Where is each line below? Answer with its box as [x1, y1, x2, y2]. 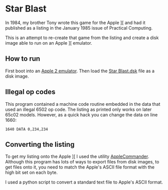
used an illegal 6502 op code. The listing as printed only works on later [5, 106, 152, 112]
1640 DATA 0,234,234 [5, 126, 49, 132]
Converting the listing [5, 140, 75, 148]
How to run [5, 55, 41, 63]
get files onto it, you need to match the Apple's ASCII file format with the [5, 164, 154, 170]
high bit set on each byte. [5, 169, 58, 175]
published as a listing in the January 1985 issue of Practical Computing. [5, 25, 153, 31]
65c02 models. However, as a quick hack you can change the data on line [5, 111, 158, 118]
